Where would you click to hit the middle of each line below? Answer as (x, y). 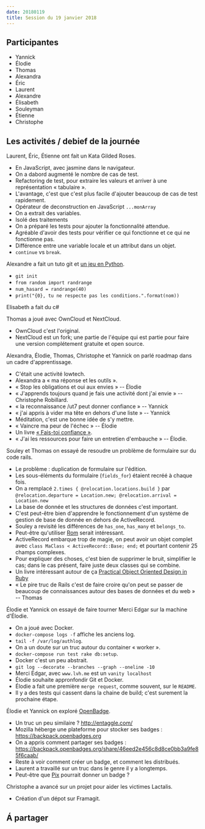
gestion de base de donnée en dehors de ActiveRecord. (85, 520)
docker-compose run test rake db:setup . (67, 654)
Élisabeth (27, 103)
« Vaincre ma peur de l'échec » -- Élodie (66, 426)
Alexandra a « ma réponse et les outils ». (66, 381)
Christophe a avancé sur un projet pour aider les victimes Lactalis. (89, 787)
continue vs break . (38, 252)
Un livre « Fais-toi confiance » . (54, 433)
